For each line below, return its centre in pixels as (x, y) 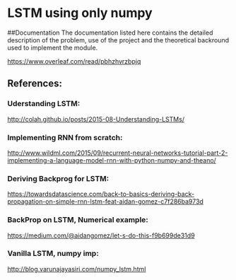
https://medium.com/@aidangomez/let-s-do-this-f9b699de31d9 (101, 235)
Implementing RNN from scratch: (65, 137)
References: (35, 84)
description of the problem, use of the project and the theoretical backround (118, 40)
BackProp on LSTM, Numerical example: (78, 220)
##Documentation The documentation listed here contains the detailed (110, 33)
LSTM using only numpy (80, 13)
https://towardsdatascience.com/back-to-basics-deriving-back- (101, 194)
